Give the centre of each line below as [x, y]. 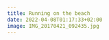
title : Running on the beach [49, 13]
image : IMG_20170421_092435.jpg [53, 26]
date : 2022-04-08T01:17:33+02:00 [55, 20]
